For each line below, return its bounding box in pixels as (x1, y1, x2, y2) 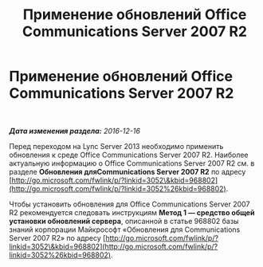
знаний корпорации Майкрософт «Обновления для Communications (9, 225, 241, 234)
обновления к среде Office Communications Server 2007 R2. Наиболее (9, 150, 249, 159)
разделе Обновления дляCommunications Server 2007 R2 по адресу (9, 167, 246, 176)
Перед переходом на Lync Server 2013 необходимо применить (9, 141, 224, 151)
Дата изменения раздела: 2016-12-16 (9, 126, 140, 135)
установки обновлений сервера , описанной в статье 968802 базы (9, 216, 239, 226)
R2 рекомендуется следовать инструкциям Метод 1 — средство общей (9, 207, 255, 217)
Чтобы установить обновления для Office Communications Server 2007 (9, 199, 250, 209)
